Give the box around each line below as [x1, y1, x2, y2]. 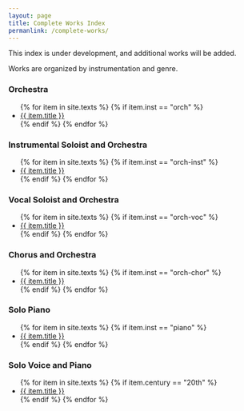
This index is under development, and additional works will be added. [8, 49, 237, 58]
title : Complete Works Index [8, 19, 106, 27]
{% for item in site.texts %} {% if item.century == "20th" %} [19, 377, 218, 388]
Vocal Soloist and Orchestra [8, 194, 119, 205]
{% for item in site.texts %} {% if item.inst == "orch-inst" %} [19, 157, 218, 166]
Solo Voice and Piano [8, 359, 92, 370]
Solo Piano [8, 305, 50, 316]
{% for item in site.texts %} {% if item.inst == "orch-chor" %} [19, 267, 222, 277]
